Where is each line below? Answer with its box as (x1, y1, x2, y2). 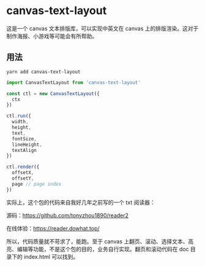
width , (12, 119, 29, 125)
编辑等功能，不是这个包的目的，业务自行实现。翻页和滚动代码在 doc (17, 245, 189, 253)
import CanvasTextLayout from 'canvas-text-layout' (6, 79, 141, 86)
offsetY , (12, 175, 34, 181)
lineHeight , (12, 142, 43, 148)
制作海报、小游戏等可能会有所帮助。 (6, 32, 98, 40)
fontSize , (12, 135, 37, 142)
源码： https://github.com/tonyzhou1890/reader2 (6, 211, 129, 219)
